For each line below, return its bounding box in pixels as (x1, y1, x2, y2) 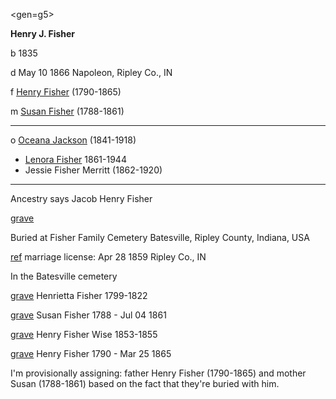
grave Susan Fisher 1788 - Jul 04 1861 (10, 309, 167, 321)
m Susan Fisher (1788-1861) (10, 105, 125, 117)
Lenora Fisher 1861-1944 (24, 154, 127, 165)
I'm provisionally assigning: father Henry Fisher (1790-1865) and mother (10, 367, 307, 379)
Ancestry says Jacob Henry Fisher (10, 193, 153, 204)
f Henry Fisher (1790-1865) (10, 86, 122, 98)
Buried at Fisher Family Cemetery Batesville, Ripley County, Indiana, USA (10, 232, 310, 243)
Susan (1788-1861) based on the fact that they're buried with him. (10, 378, 280, 389)
